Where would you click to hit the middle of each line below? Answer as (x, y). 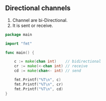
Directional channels (38, 8)
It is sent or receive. (33, 25)
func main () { (20, 52)
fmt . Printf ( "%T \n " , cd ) (39, 89)
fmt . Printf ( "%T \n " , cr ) (39, 84)
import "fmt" (19, 44)
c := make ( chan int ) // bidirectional (57, 62)
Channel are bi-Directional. (40, 20)
